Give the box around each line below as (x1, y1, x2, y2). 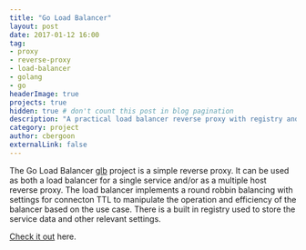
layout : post (9, 22, 59, 31)
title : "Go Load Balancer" (9, 13, 112, 23)
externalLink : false (9, 140, 88, 149)
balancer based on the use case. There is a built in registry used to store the (9, 204, 296, 215)
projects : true (9, 97, 67, 107)
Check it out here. (9, 231, 77, 242)
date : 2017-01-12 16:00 (9, 30, 100, 39)
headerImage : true (9, 89, 79, 98)
